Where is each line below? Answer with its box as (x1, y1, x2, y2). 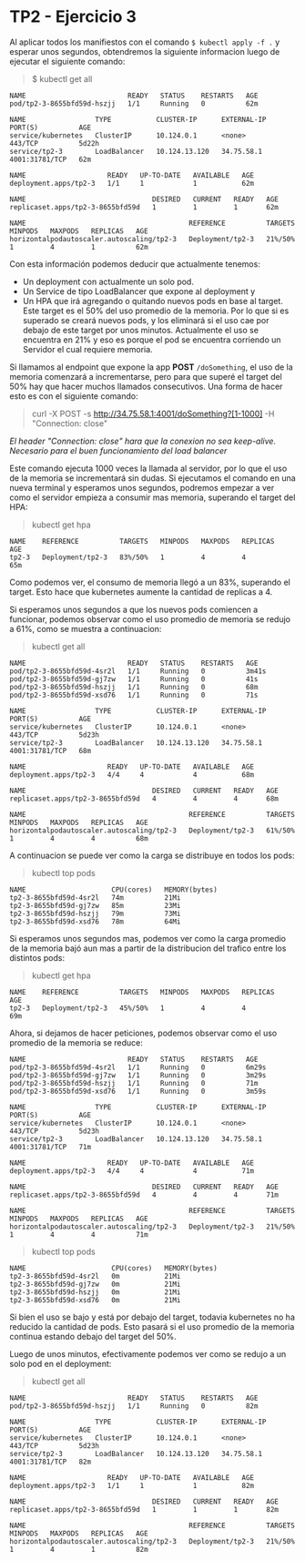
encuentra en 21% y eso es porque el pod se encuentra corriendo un (22, 334, 281, 345)
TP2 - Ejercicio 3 (9, 6, 137, 27)
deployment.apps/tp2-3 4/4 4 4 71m (9, 1166, 255, 1176)
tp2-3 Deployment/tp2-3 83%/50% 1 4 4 (9, 553, 247, 562)
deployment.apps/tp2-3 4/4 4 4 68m (9, 770, 255, 780)
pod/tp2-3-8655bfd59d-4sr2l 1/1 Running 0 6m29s (9, 1063, 267, 1072)
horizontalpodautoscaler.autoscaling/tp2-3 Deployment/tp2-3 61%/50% (9, 826, 296, 835)
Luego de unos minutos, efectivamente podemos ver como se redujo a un (9, 1348, 287, 1359)
